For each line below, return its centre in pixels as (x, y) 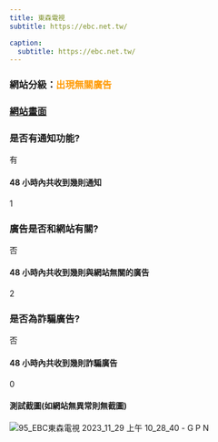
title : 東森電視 (37, 18)
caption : (26, 43)
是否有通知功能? (45, 139)
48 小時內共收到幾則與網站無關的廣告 (79, 272)
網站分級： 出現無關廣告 (60, 85)
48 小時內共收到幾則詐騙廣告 (64, 363)
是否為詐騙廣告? (45, 319)
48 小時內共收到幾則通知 (55, 182)
